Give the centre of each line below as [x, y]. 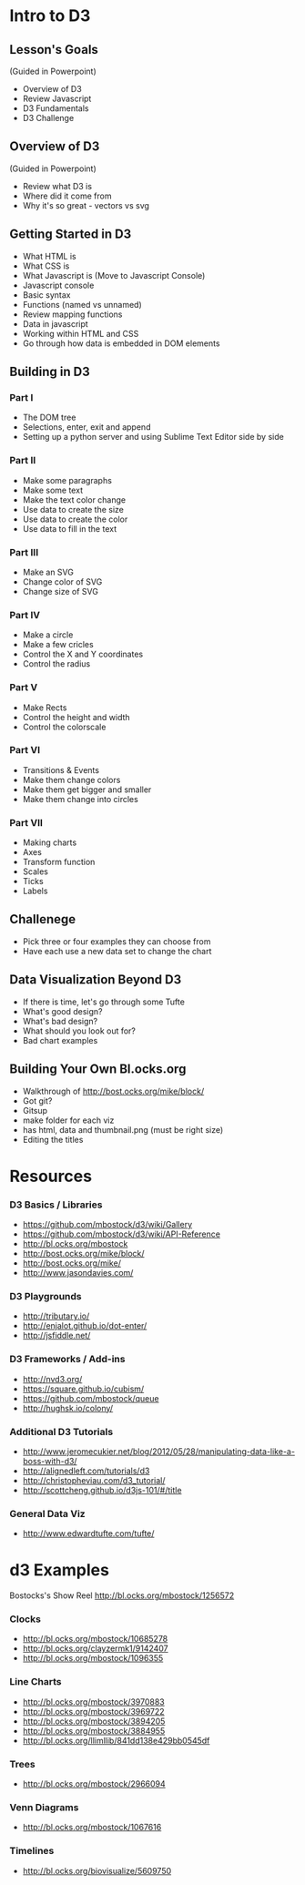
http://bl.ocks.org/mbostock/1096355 [93, 1658]
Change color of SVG [62, 581]
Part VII [26, 822]
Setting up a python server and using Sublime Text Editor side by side [153, 437]
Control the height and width [76, 717]
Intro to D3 [50, 16]
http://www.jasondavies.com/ [78, 1273]
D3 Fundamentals [56, 108]
